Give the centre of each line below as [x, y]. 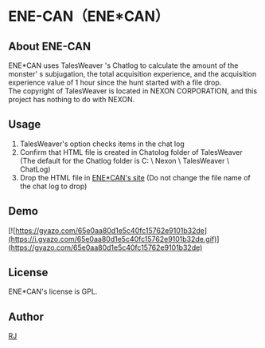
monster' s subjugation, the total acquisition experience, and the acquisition [132, 74]
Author [26, 316]
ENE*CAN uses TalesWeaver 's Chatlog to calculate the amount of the [123, 65]
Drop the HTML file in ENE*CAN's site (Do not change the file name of [135, 177]
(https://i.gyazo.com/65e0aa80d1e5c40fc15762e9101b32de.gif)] [114, 239]
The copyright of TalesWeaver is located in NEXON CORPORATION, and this [132, 91]
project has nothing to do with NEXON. [72, 99]
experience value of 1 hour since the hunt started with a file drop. [115, 82]
